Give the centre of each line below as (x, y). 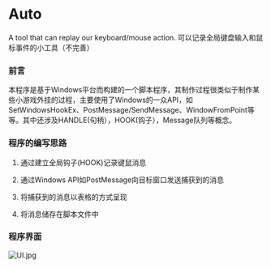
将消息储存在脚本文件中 (59, 214)
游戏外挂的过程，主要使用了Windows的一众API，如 (108, 100)
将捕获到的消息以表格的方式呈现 (73, 197)
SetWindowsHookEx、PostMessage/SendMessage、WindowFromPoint (128, 110)
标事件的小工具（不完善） (51, 47)
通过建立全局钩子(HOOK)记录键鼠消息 (83, 162)
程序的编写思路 (38, 143)
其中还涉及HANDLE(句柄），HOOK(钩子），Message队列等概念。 (129, 120)
